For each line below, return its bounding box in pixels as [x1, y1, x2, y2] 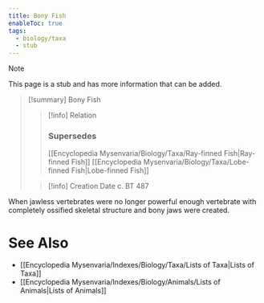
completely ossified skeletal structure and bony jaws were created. [8, 206, 230, 215]
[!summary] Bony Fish [27, 95, 102, 104]
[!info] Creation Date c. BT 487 [47, 182, 150, 191]
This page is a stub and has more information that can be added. [8, 80, 222, 89]
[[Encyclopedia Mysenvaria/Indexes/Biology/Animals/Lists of [19, 277, 221, 287]
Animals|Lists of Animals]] [19, 286, 107, 296]
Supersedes [47, 130, 97, 141]
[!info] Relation [47, 110, 97, 121]
